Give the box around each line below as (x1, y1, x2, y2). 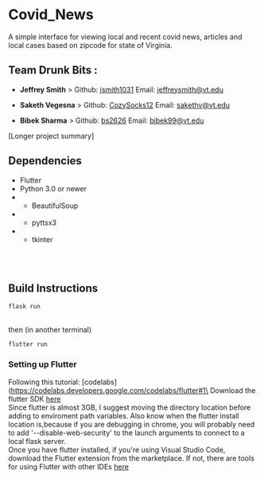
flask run (8, 303, 41, 311)
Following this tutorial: (8, 377, 81, 387)
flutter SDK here (8, 394, 61, 403)
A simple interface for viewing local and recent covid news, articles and (8, 32, 243, 41)
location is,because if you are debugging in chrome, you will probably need (8, 419, 255, 429)
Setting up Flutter (8, 359, 77, 370)
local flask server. (8, 436, 66, 446)
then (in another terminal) (8, 325, 92, 335)
